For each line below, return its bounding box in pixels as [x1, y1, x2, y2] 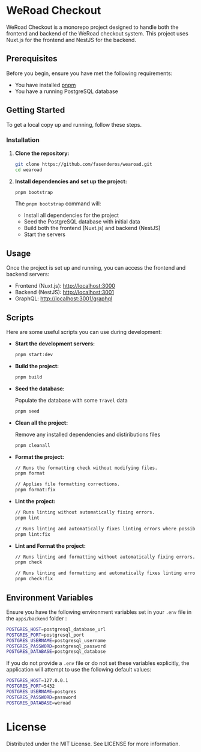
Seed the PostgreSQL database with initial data [23, 218, 140, 225]
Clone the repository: [14, 150, 70, 157]
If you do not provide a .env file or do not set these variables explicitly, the [6, 660, 190, 667]
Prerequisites [6, 53, 58, 64]
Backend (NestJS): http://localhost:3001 [14, 289, 114, 296]
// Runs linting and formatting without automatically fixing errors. [14, 554, 196, 560]
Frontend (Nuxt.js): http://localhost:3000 [14, 282, 116, 290]
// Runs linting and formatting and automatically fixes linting [14, 570, 182, 577]
